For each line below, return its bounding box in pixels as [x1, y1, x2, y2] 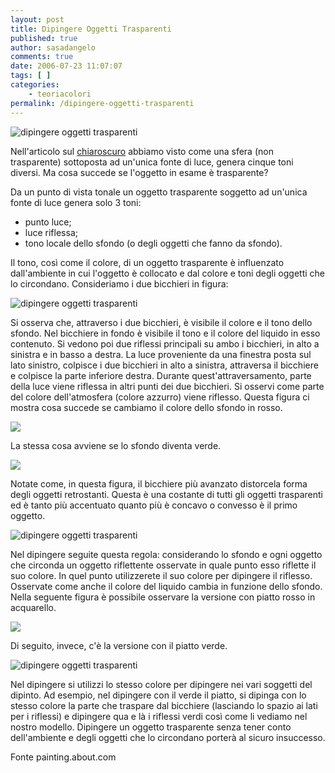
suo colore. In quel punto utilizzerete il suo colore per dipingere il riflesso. [10, 569, 313, 581]
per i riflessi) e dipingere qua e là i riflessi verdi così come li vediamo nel [10, 710, 308, 722]
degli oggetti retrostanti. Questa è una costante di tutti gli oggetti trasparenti [10, 488, 324, 500]
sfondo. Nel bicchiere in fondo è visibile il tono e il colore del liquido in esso [10, 327, 321, 339]
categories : [10, 80, 60, 90]
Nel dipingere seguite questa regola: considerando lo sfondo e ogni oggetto [10, 548, 323, 560]
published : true [10, 33, 78, 43]
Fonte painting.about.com [10, 751, 117, 763]
